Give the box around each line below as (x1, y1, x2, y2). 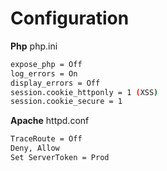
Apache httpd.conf (10, 115, 90, 127)
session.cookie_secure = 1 (10, 97, 123, 107)
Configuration (10, 7, 130, 30)
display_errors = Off (10, 78, 101, 88)
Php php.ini (10, 40, 58, 52)
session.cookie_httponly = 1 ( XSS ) (10, 87, 159, 97)
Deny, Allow (10, 143, 60, 154)
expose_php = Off (10, 59, 83, 69)
